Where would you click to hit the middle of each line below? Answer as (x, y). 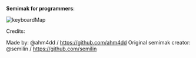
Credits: (16, 31)
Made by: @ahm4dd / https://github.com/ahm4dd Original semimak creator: (99, 42)
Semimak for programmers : (41, 8)
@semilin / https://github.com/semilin (52, 49)
